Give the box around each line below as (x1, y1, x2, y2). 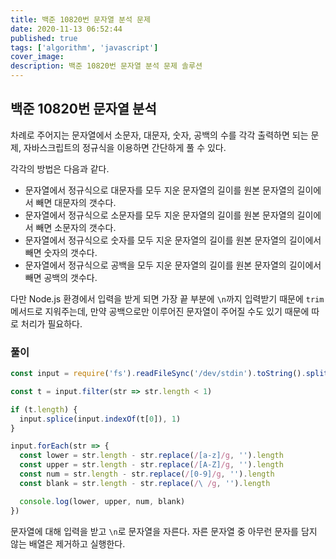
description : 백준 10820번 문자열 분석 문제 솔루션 (10, 61, 203, 71)
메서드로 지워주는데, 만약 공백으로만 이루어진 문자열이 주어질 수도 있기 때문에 (10, 305, 310, 317)
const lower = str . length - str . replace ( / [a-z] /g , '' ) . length (19, 451, 284, 461)
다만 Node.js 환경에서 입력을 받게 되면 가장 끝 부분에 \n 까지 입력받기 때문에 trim (10, 292, 325, 305)
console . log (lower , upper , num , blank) (19, 496, 186, 506)
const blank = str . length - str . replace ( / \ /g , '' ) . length (19, 478, 271, 488)
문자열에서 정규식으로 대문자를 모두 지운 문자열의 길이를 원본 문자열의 (24, 184, 295, 196)
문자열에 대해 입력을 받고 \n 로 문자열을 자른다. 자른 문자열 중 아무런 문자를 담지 (10, 525, 318, 537)
